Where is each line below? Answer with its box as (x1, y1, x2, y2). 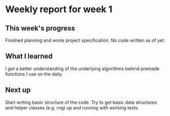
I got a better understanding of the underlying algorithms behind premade (5, 65, 160, 72)
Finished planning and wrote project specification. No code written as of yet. (5, 37, 165, 43)
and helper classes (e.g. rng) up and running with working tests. (5, 104, 140, 110)
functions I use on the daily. (5, 71, 63, 77)
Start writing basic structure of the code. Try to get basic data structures (5, 99, 157, 105)
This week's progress (5, 24, 75, 33)
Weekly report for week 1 (5, 4, 113, 15)
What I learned (5, 52, 53, 61)
